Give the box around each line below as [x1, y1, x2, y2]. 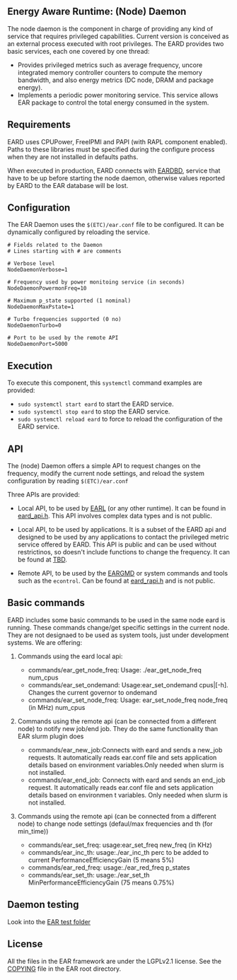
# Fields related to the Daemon [7, 242, 103, 249]
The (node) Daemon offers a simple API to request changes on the [7, 462, 201, 470]
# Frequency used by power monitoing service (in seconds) [7, 279, 185, 286]
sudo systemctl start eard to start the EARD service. [17, 399, 174, 409]
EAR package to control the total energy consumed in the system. [17, 98, 209, 107]
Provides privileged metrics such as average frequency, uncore [17, 60, 203, 69]
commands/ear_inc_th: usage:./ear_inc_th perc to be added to [28, 848, 209, 856]
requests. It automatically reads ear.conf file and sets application [28, 753, 217, 762]
